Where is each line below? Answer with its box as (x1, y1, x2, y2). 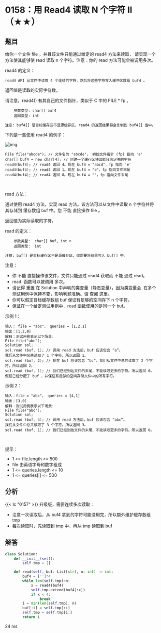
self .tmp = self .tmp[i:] (22, 610, 73, 615)
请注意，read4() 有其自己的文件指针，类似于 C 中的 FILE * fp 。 (5, 98, 131, 103)
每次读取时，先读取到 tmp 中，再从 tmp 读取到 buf (12, 523, 113, 529)
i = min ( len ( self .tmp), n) (22, 601, 77, 606)
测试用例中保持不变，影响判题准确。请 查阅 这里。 (12, 291, 112, 297)
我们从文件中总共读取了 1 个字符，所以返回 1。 (5, 353, 88, 358)
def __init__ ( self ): (14, 556, 55, 561)
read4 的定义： (5, 67, 35, 73)
